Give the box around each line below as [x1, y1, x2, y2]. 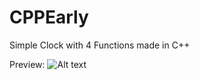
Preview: [9, 58, 46, 70]
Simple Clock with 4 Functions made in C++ [9, 39, 191, 51]
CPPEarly [9, 6, 89, 29]
